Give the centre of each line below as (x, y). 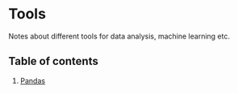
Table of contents (53, 61)
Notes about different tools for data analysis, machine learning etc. (119, 36)
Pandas (33, 80)
